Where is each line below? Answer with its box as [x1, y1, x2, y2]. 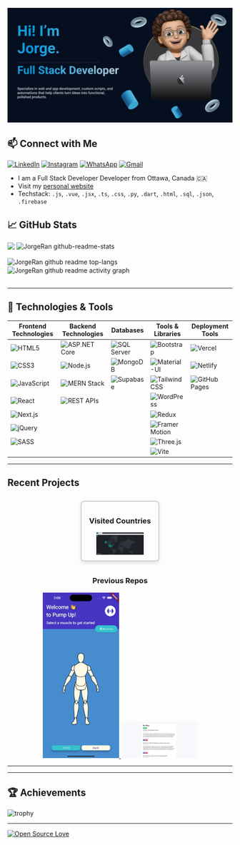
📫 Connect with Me [7, 137, 98, 150]
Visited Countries [89, 515, 151, 525]
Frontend [19, 322, 46, 330]
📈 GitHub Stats [7, 218, 77, 231]
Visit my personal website [17, 182, 94, 191]
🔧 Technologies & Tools [7, 301, 114, 313]
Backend [69, 322, 96, 330]
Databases [111, 325, 144, 334]
